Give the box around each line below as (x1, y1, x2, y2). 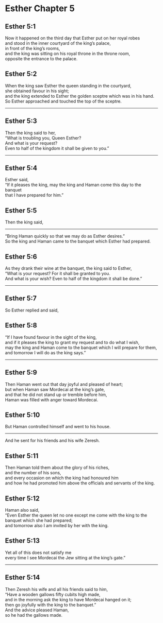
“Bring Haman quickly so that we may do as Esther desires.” (5, 233, 125, 239)
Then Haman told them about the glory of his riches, (5, 465, 110, 470)
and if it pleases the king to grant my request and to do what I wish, (5, 339, 140, 345)
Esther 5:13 (5, 536, 40, 545)
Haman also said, (5, 507, 40, 513)
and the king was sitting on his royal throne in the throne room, (5, 51, 130, 56)
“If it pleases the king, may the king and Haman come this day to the (5, 182, 142, 188)
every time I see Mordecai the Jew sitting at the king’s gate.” (5, 554, 126, 560)
